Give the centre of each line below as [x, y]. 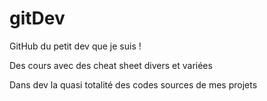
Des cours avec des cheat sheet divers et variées [111, 65]
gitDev [37, 18]
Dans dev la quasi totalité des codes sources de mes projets [133, 84]
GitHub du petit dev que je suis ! [75, 46]
